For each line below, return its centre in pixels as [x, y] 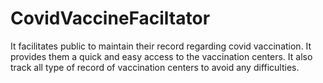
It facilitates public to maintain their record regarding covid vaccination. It [161, 46]
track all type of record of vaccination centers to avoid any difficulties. [155, 67]
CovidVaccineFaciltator [110, 18]
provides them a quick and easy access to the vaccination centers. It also [161, 56]
